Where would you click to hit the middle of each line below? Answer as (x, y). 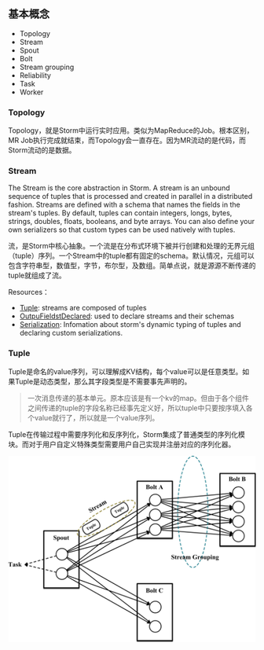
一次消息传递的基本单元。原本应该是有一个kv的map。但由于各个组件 (138, 398)
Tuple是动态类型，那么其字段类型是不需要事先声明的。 (103, 381)
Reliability (35, 75)
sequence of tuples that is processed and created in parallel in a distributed (130, 196)
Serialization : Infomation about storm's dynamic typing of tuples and (130, 325)
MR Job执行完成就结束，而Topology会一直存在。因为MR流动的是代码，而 (127, 141)
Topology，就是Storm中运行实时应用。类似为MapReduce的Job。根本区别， (131, 130)
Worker (31, 92)
